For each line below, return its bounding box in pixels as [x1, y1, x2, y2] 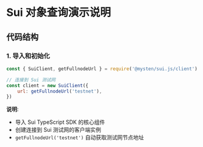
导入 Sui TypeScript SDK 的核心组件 [15, 118, 105, 126]
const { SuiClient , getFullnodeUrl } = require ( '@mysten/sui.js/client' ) [6, 65, 198, 72]
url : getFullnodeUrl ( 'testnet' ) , [17, 88, 102, 95]
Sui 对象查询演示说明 [6, 5, 111, 20]
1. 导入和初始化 [6, 51, 51, 60]
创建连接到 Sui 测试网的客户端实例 [15, 126, 102, 134]
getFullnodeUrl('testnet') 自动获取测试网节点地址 [15, 134, 144, 141]
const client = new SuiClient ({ [6, 82, 88, 88]
